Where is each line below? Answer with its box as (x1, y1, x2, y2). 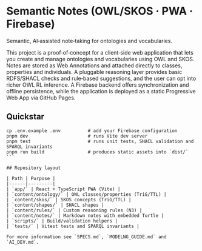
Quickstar (6, 112, 44, 122)
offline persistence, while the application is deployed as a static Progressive (6, 87, 196, 95)
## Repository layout (6, 165, 61, 171)
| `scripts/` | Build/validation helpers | (6, 218, 118, 224)
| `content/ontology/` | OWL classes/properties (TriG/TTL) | (6, 191, 167, 198)
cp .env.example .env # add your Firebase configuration (6, 127, 178, 134)
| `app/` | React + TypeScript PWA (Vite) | (6, 186, 121, 192)
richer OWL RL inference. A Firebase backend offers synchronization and (6, 81, 189, 89)
